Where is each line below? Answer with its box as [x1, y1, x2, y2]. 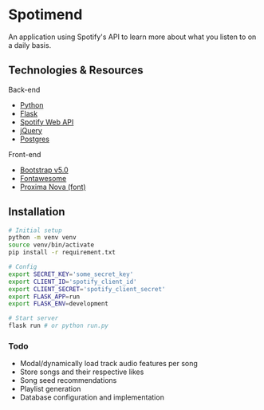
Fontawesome [19, 173, 67, 183]
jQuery [19, 125, 42, 135]
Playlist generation [19, 384, 81, 394]
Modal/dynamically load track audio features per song [19, 359, 198, 369]
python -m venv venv [8, 234, 77, 242]
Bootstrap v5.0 [19, 165, 69, 175]
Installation [8, 205, 65, 219]
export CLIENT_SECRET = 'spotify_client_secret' [8, 285, 166, 293]
